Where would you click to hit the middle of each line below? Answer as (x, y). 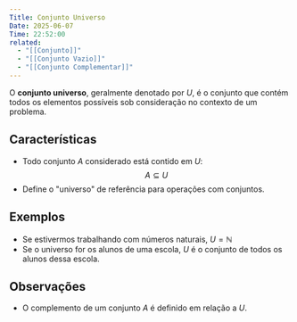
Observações (48, 286)
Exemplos (37, 217)
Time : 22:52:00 (37, 34)
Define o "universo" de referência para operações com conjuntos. (143, 189)
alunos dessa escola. (61, 259)
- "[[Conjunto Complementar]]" (75, 68)
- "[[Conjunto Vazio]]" (61, 59)
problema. (28, 111)
